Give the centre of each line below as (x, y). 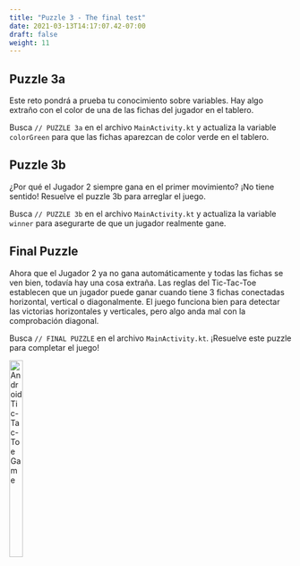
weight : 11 (30, 43)
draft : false (34, 34)
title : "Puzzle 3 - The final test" (77, 17)
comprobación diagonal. (54, 320)
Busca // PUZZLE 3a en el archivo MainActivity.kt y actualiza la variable (143, 127)
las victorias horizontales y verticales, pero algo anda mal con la (128, 311)
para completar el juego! (55, 347)
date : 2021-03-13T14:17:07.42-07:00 (77, 26)
